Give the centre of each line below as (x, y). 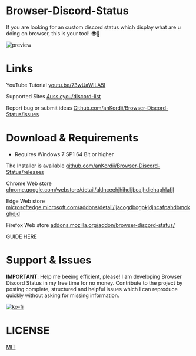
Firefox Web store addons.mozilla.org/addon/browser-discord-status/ (91, 225)
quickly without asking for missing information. (63, 295)
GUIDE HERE (21, 236)
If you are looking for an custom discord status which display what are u (94, 27)
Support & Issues (49, 260)
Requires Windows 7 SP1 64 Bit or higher (64, 154)
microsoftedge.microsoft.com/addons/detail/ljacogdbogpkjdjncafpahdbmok (98, 207)
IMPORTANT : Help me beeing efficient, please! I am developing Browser (94, 276)
